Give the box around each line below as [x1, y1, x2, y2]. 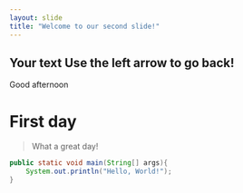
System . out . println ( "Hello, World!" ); [25, 167, 172, 177]
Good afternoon [9, 79, 69, 91]
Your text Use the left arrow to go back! [9, 55, 235, 71]
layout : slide [9, 13, 63, 23]
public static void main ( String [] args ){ [9, 159, 169, 168]
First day [9, 111, 77, 131]
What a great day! [31, 141, 99, 152]
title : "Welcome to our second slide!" [9, 22, 160, 31]
